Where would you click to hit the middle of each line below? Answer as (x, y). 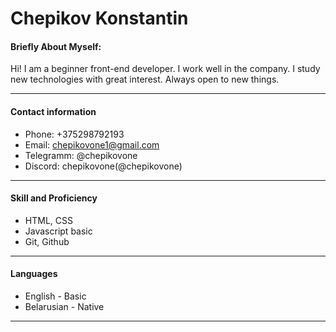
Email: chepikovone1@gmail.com (92, 144)
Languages (34, 274)
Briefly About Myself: (56, 46)
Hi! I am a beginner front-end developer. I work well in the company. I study (165, 69)
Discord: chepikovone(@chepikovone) (103, 166)
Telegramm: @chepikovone (81, 155)
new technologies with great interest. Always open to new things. (145, 79)
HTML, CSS (48, 220)
